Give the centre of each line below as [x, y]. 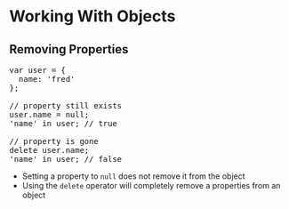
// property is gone [54, 141]
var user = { [38, 70]
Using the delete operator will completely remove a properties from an [151, 185]
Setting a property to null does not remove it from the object [134, 176]
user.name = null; [49, 114]
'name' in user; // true [63, 123]
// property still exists [66, 105]
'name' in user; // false [66, 159]
